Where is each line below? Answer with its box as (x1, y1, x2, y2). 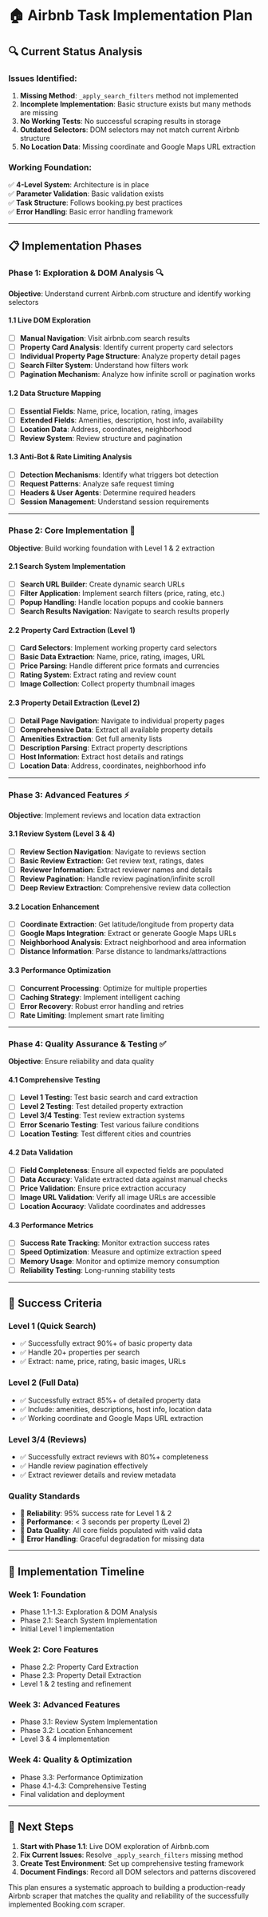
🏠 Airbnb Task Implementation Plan (8, 6, 253, 25)
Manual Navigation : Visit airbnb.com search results (19, 334, 190, 343)
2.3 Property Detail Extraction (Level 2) (8, 698, 140, 708)
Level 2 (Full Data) (8, 1377, 80, 1388)
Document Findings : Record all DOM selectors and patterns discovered (19, 1867, 257, 1876)
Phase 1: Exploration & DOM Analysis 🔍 (8, 267, 164, 278)
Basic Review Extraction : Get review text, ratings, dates (19, 855, 205, 865)
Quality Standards (8, 1490, 81, 1501)
